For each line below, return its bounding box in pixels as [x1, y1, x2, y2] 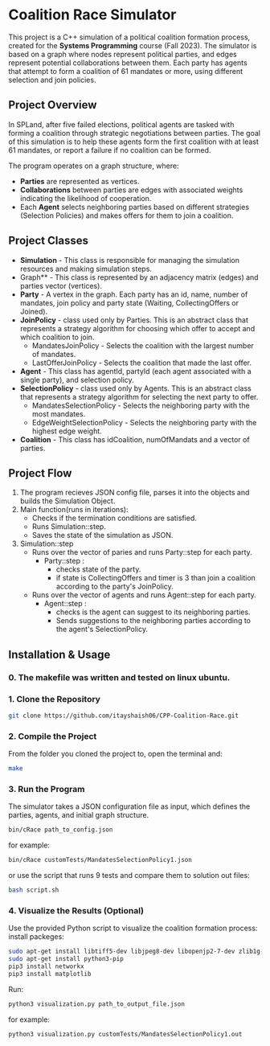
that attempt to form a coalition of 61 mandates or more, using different [8, 66, 243, 76]
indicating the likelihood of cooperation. [19, 193, 152, 203]
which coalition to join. [19, 332, 95, 342]
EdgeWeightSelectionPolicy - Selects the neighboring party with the [31, 417, 257, 427]
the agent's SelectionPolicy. [55, 625, 149, 634]
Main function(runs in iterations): [19, 505, 129, 515]
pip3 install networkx [8, 962, 84, 970]
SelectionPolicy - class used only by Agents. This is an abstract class [19, 384, 252, 393]
